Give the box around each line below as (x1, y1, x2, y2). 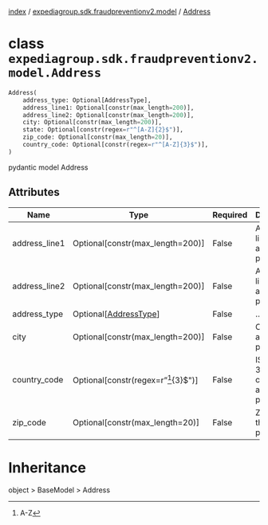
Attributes (8, 186, 60, 199)
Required (212, 209, 248, 220)
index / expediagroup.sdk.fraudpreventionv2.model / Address (8, 7, 211, 16)
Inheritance (8, 458, 86, 476)
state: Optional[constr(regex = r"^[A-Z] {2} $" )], (22, 126, 183, 134)
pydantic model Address (8, 163, 89, 172)
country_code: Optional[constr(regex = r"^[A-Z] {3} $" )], (22, 141, 209, 149)
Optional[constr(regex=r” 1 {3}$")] (73, 373, 199, 386)
